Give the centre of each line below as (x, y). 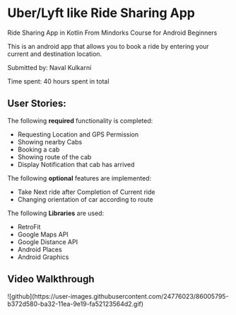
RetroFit (29, 227)
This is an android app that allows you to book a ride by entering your (108, 46)
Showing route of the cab (54, 156)
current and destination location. (55, 54)
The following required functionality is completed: (80, 120)
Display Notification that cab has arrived (76, 164)
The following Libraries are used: (56, 213)
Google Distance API (48, 241)
